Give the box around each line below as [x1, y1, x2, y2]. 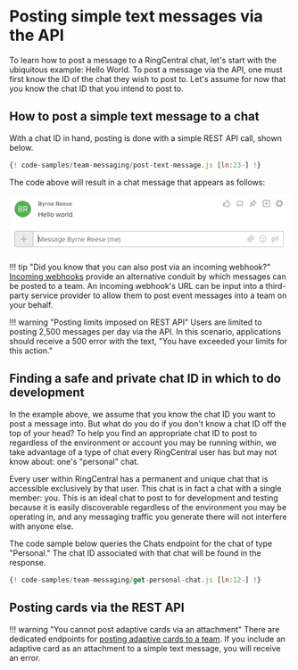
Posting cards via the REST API [9, 600, 185, 616]
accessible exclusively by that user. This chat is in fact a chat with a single [9, 483, 282, 493]
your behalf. [9, 300, 54, 310]
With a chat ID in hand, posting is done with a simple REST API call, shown [9, 132, 283, 144]
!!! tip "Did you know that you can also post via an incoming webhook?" [9, 261, 271, 273]
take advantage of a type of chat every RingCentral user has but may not [9, 446, 277, 457]
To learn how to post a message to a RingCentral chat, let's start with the [9, 54, 277, 65]
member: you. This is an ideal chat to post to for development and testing [9, 492, 278, 503]
